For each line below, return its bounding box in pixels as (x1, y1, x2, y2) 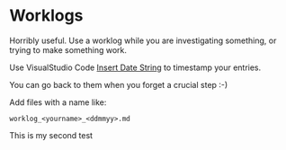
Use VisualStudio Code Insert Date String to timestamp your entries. (9, 62, 262, 73)
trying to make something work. (9, 44, 128, 55)
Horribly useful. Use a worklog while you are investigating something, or (9, 35, 277, 46)
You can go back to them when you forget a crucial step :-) (9, 79, 228, 90)
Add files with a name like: (9, 96, 107, 108)
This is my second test (9, 129, 93, 140)
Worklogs (9, 5, 84, 26)
